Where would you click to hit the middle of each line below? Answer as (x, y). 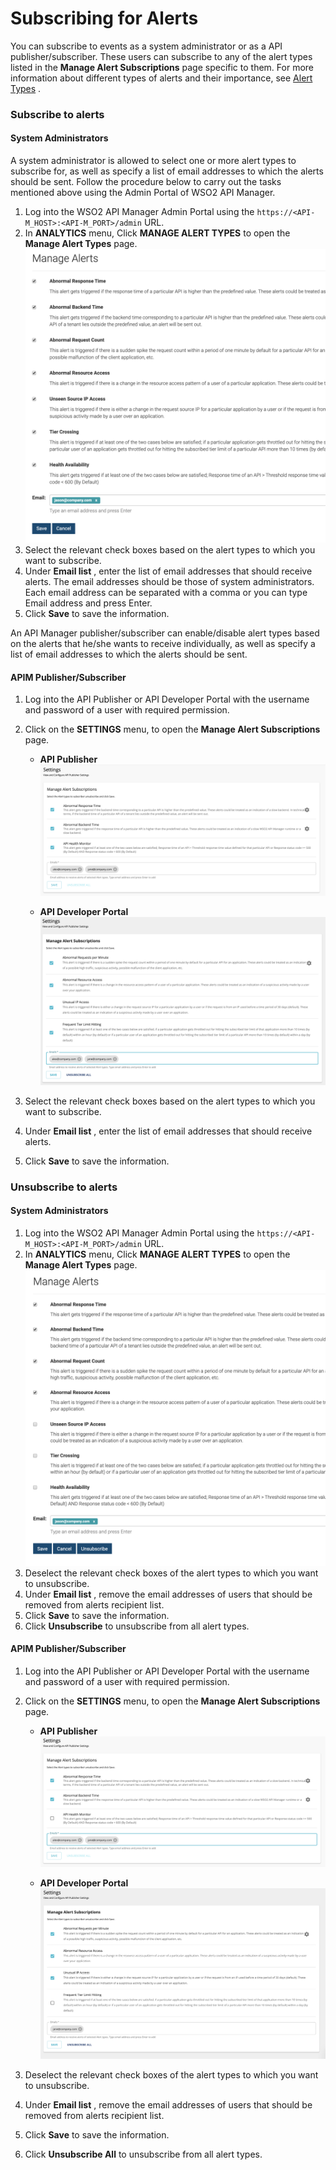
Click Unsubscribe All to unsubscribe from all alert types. (143, 2154)
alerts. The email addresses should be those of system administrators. (169, 581)
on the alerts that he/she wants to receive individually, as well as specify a (163, 643)
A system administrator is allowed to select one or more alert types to (153, 161)
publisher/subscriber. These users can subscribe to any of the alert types (161, 56)
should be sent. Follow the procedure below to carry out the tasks (146, 182)
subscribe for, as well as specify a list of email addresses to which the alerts (167, 171)
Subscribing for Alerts (104, 18)
